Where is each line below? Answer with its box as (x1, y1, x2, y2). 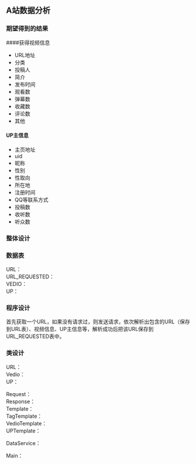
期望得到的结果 (6, 25, 49, 33)
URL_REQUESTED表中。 (6, 333, 65, 340)
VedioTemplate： (6, 419, 47, 427)
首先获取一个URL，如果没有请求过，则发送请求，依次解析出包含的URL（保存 (6, 318, 190, 325)
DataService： (6, 439, 41, 446)
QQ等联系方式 (14, 196, 49, 203)
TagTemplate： (6, 412, 43, 419)
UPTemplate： (6, 427, 41, 434)
